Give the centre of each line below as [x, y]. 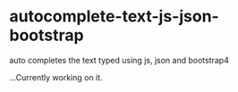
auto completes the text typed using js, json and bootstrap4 [119, 60]
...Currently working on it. [56, 77]
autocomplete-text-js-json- [114, 17]
